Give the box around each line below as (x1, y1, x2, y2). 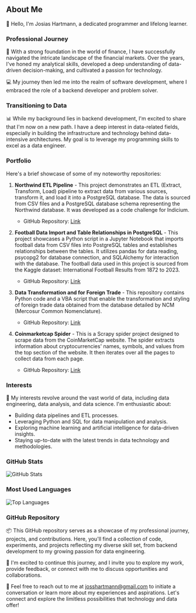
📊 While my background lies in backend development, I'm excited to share (6, 115, 186, 122)
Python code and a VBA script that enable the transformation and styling (14, 295, 190, 302)
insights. (14, 431, 35, 438)
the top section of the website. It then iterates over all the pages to (14, 349, 175, 356)
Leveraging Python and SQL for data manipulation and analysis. (14, 418, 168, 425)
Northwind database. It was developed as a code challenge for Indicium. (14, 206, 190, 213)
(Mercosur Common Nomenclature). (14, 307, 102, 315)
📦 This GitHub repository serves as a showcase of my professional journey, (6, 526, 190, 534)
